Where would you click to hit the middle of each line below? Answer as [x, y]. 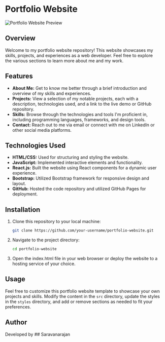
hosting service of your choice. [44, 264]
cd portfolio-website [34, 249]
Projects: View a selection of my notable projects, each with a [75, 98]
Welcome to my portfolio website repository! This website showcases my [79, 50]
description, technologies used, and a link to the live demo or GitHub [82, 104]
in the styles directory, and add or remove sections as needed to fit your [79, 302]
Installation [23, 209]
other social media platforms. [42, 130]
